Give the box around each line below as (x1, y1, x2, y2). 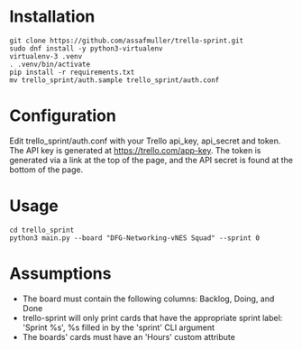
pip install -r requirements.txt (9, 68, 135, 77)
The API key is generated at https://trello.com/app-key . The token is (9, 144, 261, 155)
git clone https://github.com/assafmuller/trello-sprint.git (9, 36, 244, 45)
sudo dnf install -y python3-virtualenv (9, 43, 164, 53)
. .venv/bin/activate (9, 60, 91, 69)
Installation (9, 6, 96, 27)
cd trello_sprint (9, 226, 75, 235)
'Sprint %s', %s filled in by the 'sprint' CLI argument (22, 322, 215, 333)
